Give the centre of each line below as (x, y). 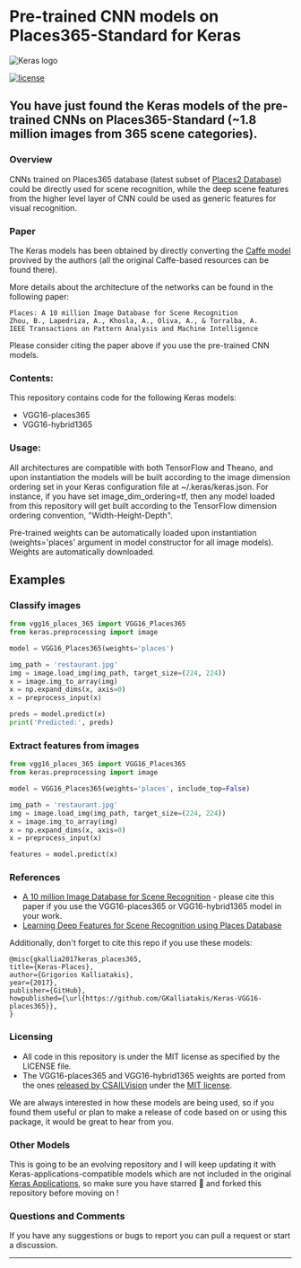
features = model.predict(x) (64, 854)
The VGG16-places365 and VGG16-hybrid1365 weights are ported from (154, 1075)
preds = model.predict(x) (57, 714)
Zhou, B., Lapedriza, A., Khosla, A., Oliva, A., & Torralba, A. (133, 320)
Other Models (40, 1144)
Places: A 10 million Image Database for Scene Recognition (124, 313)
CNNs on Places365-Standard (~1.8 (155, 120)
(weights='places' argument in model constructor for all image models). (142, 542)
